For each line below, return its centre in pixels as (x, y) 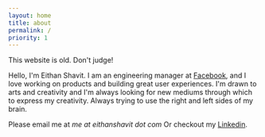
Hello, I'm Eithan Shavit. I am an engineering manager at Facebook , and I (127, 75)
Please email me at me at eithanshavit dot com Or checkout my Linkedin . (128, 124)
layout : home (30, 15)
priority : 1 (28, 38)
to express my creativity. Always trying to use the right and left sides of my (131, 101)
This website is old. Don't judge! (61, 60)
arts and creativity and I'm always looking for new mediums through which (131, 93)
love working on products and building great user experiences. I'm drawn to (132, 84)
